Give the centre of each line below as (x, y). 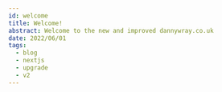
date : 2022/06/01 (37, 38)
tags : (17, 46)
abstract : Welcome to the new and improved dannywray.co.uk (111, 30)
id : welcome (28, 16)
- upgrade (32, 68)
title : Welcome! (35, 23)
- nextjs (30, 61)
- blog (27, 53)
